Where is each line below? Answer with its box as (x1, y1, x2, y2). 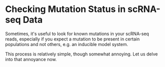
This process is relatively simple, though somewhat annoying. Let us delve (5, 51, 158, 57)
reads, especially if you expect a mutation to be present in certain (5, 36, 140, 42)
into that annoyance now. (5, 56, 57, 62)
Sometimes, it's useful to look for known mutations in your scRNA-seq (5, 30, 150, 36)
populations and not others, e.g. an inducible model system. (5, 41, 128, 47)
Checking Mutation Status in (5, 3, 126, 15)
